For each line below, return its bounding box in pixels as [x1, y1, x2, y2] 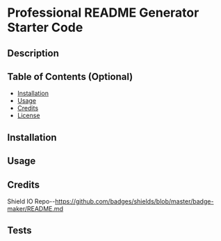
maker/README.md [7, 204, 64, 213]
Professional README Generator [7, 5, 199, 21]
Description [7, 47, 59, 59]
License [17, 111, 40, 119]
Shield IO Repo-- [7, 197, 56, 206]
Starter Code [7, 19, 83, 35]
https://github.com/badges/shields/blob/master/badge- [54, 197, 214, 206]
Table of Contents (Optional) [7, 71, 133, 83]
